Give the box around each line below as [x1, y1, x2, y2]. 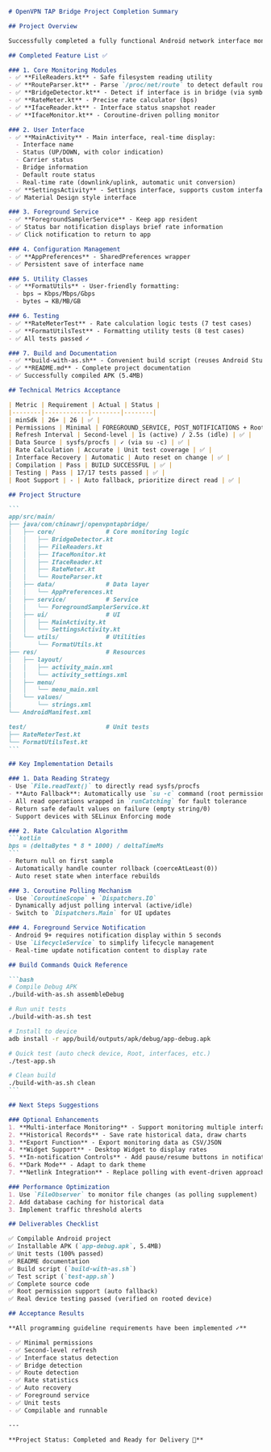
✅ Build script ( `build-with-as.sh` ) [8, 1264, 137, 1273]
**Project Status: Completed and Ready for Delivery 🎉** [8, 1436, 204, 1444]
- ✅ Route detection [8, 1369, 79, 1377]
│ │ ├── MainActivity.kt [8, 618, 106, 626]
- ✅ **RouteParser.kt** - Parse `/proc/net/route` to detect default [8, 81, 248, 89]
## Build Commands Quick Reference [8, 961, 128, 969]
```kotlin [8, 834, 42, 843]
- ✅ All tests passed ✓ [8, 334, 90, 343]
